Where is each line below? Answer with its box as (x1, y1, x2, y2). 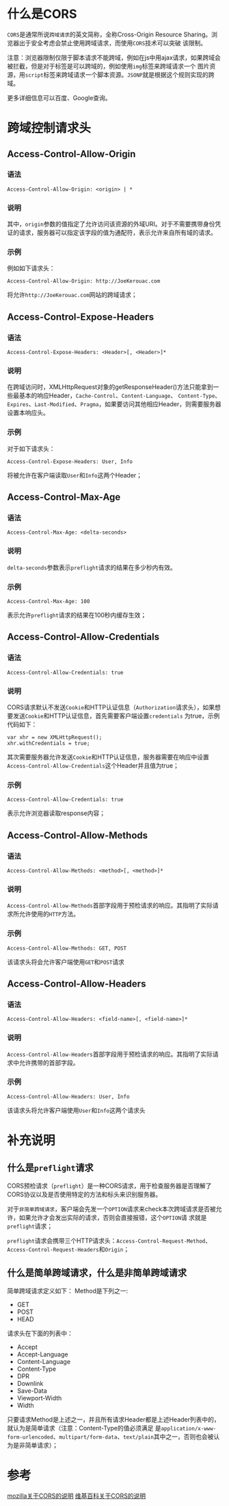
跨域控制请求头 (7, 121, 92, 136)
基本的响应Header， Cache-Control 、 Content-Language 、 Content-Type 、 (18, 392, 221, 400)
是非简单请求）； (12, 1441, 58, 1449)
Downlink (16, 1379, 44, 1387)
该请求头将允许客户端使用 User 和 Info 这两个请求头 (7, 1106, 146, 1114)
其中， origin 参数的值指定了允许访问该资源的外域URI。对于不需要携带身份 (7, 220, 215, 228)
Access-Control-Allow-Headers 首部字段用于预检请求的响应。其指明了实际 (7, 1050, 213, 1058)
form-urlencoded (7, 1433, 53, 1441)
